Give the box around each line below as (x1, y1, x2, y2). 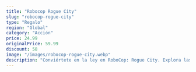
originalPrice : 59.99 (6, 41, 59, 47)
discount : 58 (6, 46, 38, 52)
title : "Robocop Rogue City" (6, 8, 77, 15)
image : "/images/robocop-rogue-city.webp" (6, 52, 111, 57)
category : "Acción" (6, 30, 54, 36)
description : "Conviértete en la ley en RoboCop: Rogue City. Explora (6, 57, 181, 63)
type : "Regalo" (6, 19, 43, 25)
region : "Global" (6, 24, 48, 31)
